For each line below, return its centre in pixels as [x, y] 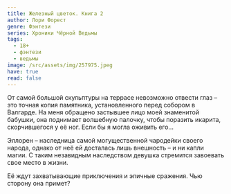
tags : [15, 39]
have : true [23, 71]
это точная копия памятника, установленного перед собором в [101, 105]
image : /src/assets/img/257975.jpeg [60, 65]
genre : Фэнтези [29, 26]
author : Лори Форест [37, 20]
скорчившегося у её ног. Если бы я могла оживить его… [91, 127]
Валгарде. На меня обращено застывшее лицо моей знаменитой [103, 112]
